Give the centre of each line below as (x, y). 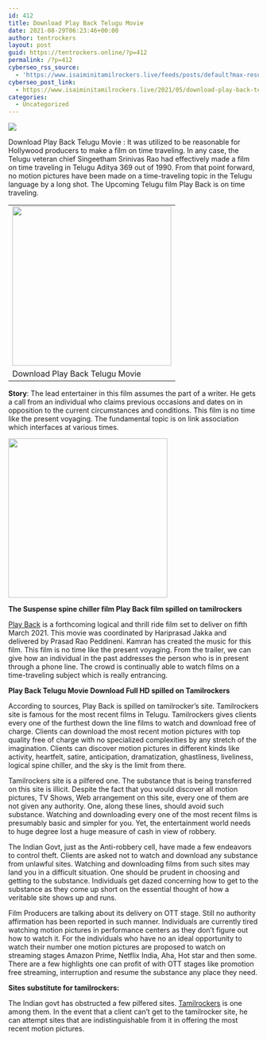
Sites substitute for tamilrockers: (64, 988)
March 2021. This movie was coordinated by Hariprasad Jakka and (118, 633)
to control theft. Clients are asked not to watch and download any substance (133, 855)
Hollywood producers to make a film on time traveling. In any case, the (124, 151)
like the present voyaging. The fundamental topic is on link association (124, 419)
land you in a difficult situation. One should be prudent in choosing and (124, 872)
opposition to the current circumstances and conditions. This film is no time (132, 410)
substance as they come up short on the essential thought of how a (119, 890)
